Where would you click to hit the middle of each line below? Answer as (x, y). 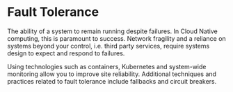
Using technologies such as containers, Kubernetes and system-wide (107, 66)
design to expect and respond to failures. (66, 53)
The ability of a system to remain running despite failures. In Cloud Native (112, 31)
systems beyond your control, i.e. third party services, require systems (109, 46)
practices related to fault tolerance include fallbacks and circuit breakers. (112, 81)
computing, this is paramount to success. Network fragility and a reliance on (116, 38)
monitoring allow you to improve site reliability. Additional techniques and (112, 74)
